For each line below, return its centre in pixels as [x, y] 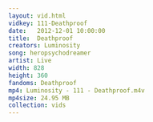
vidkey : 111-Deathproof [48, 23]
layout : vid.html [37, 16]
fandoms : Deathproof [43, 83]
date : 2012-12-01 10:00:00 [57, 31]
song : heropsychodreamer [50, 53]
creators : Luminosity [44, 46]
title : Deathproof [41, 38]
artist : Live [30, 61]
